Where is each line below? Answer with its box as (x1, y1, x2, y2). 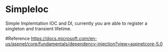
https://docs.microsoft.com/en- (31, 35, 98, 41)
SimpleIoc (5, 4, 49, 15)
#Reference (5, 35, 30, 41)
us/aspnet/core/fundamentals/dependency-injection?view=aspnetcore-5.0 (5, 40, 163, 46)
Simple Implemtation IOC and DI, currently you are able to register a (5, 20, 148, 26)
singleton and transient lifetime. (5, 25, 71, 31)
